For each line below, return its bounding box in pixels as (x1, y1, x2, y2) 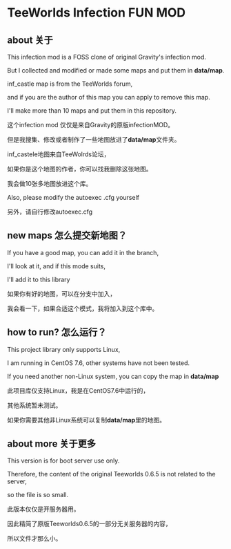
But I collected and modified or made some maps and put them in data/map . (7, 66, 225, 74)
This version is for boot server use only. (7, 456, 120, 465)
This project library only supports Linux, (7, 345, 121, 353)
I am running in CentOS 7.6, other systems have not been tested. (7, 358, 190, 367)
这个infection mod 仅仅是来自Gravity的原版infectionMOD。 (7, 121, 174, 129)
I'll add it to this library (7, 275, 70, 283)
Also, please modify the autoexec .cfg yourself (7, 194, 140, 201)
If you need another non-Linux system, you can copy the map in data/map (7, 372, 219, 380)
